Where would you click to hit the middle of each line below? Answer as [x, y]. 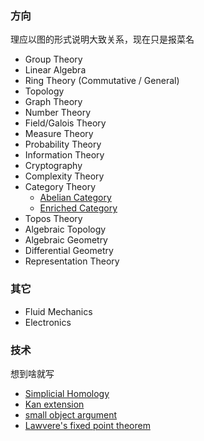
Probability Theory [63, 144]
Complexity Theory [64, 176]
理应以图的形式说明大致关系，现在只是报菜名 [102, 39]
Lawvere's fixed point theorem [87, 425]
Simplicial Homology [67, 393]
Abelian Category [75, 198]
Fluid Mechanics [58, 311]
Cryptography [53, 166]
